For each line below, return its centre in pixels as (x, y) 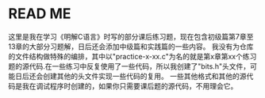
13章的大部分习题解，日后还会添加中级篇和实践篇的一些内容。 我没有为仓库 (131, 46)
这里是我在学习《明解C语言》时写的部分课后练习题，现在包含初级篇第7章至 (131, 36)
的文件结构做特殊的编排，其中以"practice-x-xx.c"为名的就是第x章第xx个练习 (132, 56)
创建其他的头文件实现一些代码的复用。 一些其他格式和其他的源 (144, 76)
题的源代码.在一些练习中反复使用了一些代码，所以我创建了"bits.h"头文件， (129, 66)
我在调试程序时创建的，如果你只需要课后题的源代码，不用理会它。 (130, 86)
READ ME (40, 14)
